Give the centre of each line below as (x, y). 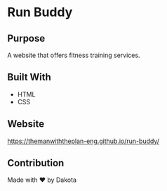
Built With (29, 77)
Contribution (36, 163)
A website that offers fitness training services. (74, 55)
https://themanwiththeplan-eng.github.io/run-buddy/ (83, 141)
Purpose (26, 38)
